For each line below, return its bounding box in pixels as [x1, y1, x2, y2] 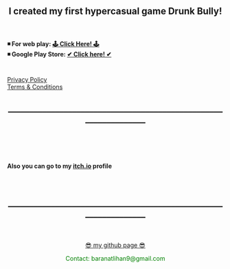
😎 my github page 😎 [85, 241, 146, 249]
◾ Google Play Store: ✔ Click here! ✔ [7, 50, 112, 58]
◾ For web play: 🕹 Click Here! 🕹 [7, 40, 100, 48]
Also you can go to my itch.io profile [7, 162, 112, 171]
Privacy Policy [7, 76, 47, 84]
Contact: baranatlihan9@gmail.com [65, 254, 165, 262]
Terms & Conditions [7, 83, 63, 92]
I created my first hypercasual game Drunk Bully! [8, 6, 222, 17]
